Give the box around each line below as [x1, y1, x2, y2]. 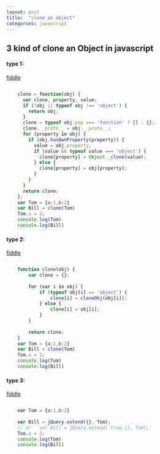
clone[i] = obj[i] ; [50, 306, 100, 313]
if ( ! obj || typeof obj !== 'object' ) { [22, 102, 128, 109]
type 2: [6, 236, 25, 243]
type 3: [6, 377, 26, 384]
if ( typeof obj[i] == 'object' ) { [39, 289, 128, 295]
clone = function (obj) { [17, 91, 81, 97]
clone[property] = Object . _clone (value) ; [39, 154, 147, 160]
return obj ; [28, 108, 59, 114]
